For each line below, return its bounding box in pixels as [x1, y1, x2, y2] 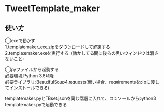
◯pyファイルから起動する [5, 67, 59, 72]
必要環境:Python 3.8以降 [5, 73, 54, 79]
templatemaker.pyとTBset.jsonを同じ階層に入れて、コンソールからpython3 [5, 95, 156, 101]
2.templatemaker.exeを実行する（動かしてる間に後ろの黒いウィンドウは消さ [5, 50, 159, 56]
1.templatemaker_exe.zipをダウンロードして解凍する [5, 44, 110, 50]
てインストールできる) [5, 85, 50, 91]
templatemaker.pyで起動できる [5, 102, 67, 107]
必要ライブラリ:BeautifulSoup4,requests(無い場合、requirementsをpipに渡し [5, 79, 160, 84]
